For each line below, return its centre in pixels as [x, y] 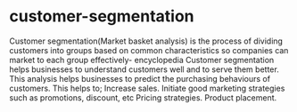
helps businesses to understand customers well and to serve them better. [144, 69]
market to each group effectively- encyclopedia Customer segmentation [142, 60]
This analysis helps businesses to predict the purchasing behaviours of [140, 78]
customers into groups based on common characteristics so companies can [149, 50]
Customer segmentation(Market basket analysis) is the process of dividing [146, 41]
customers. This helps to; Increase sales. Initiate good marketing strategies [147, 88]
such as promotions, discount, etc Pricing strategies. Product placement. [143, 97]
